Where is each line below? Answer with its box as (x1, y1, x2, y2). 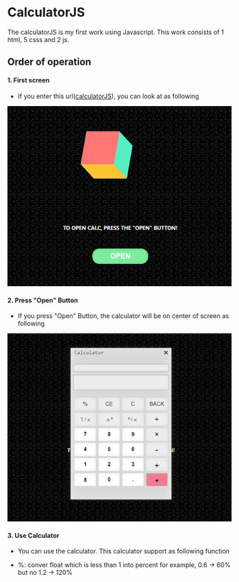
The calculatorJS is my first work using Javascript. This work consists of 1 (7, 28, 224, 36)
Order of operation (7, 56, 92, 68)
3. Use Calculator (7, 531, 60, 539)
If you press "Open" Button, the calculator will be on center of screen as (17, 312, 229, 320)
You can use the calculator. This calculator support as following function (17, 547, 230, 556)
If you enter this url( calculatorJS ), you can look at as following (17, 92, 199, 100)
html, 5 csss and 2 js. (7, 35, 70, 43)
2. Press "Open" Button (7, 296, 78, 305)
